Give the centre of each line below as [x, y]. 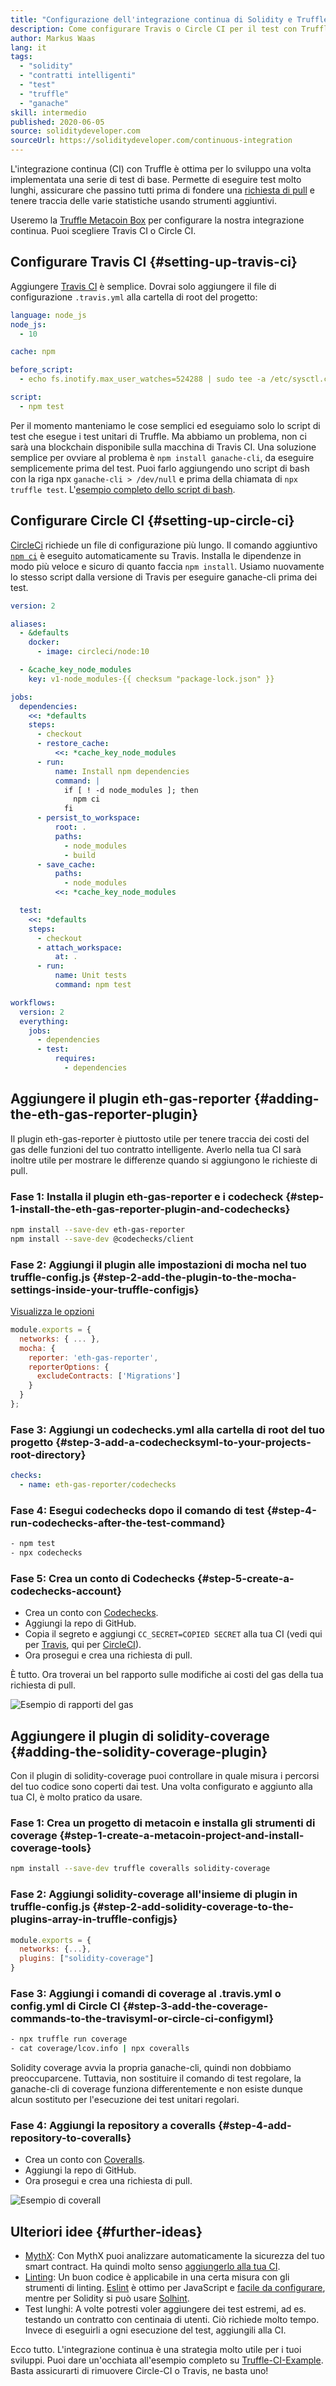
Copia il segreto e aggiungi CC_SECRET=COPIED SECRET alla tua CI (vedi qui [173, 1634]
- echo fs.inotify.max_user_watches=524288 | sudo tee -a [143, 379]
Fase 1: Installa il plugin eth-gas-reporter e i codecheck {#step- [167, 1196]
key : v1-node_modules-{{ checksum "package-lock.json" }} [151, 679]
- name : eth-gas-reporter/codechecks [98, 1485]
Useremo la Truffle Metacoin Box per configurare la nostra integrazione [157, 220]
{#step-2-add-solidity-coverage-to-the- [193, 1907]
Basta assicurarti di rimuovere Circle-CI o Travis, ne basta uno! [139, 2371]
